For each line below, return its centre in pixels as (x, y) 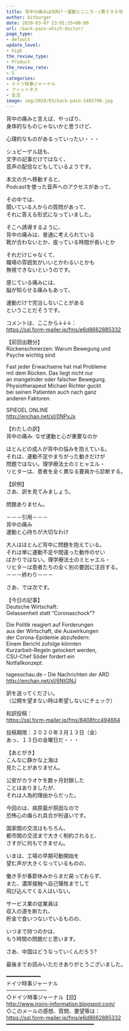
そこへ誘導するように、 (35, 227)
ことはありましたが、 (32, 787)
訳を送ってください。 (32, 693)
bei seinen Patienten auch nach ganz (51, 392)
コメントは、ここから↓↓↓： (42, 323)
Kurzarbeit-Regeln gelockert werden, (51, 650)
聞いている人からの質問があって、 (48, 206)
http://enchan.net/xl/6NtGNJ (41, 680)
